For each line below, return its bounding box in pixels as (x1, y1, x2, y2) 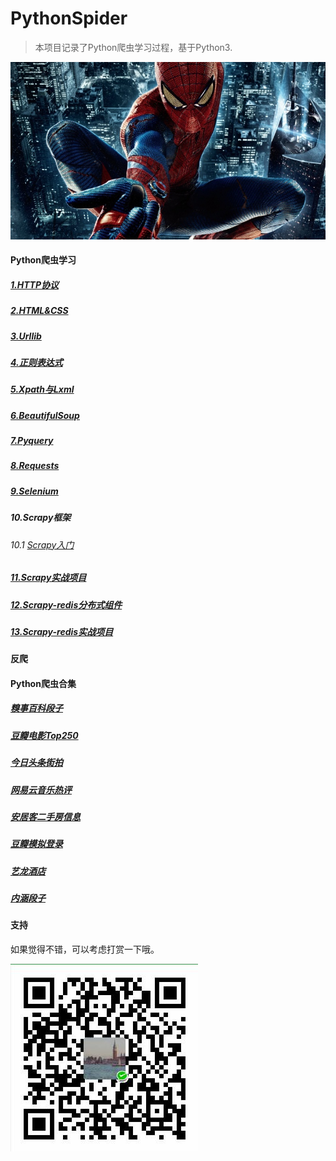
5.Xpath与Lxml (10, 383, 75, 396)
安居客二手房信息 (10, 810, 81, 822)
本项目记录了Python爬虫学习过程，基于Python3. (34, 41, 233, 53)
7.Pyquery (10, 435, 54, 447)
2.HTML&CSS (10, 305, 69, 317)
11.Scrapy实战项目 (10, 572, 87, 584)
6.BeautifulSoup (10, 409, 80, 421)
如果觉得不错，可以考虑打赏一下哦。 (10, 943, 160, 956)
